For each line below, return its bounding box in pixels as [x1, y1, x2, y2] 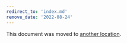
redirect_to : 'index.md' [6, 8, 68, 15]
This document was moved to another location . [6, 30, 122, 37]
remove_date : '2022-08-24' [6, 14, 73, 20]
